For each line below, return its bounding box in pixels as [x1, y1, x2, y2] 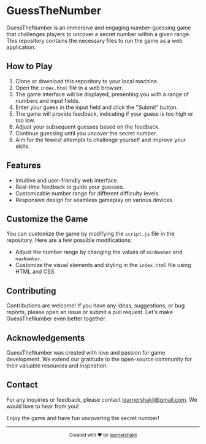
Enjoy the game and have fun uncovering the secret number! [6, 414, 159, 421]
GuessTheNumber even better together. [6, 315, 107, 322]
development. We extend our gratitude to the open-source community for [6, 356, 192, 363]
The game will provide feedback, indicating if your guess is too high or [15, 110, 194, 117]
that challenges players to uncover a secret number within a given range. [6, 30, 191, 37]
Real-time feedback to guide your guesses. [15, 183, 124, 190]
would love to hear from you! [6, 402, 79, 410]
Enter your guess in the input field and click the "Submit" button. [15, 103, 178, 111]
